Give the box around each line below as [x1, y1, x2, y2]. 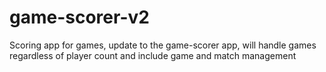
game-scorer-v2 [9, 6, 150, 29]
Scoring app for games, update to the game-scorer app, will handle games [9, 39, 317, 51]
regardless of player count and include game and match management [9, 49, 297, 61]
